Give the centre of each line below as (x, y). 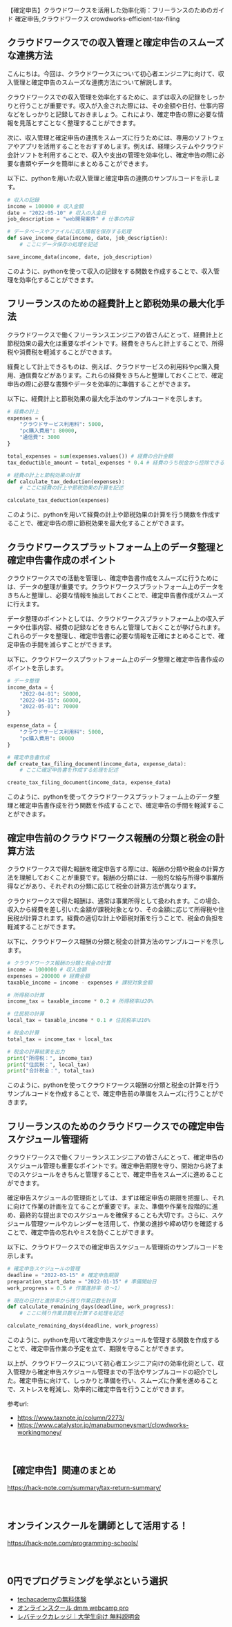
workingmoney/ (39, 1433)
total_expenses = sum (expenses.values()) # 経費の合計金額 (90, 456)
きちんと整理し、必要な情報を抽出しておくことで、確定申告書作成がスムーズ (116, 595)
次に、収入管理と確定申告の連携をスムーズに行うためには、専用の (101, 138)
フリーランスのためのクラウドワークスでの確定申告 (116, 1126)
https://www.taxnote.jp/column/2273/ (71, 1418)
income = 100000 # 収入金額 (46, 206)
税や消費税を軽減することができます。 (61, 352)
